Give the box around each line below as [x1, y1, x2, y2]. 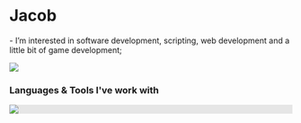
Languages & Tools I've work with [9, 83, 159, 96]
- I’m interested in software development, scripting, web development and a [9, 35, 290, 46]
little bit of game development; [9, 44, 123, 55]
